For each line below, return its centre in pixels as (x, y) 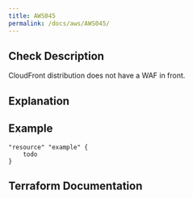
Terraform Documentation (76, 185)
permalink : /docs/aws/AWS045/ (59, 23)
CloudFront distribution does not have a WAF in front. (97, 76)
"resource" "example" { (48, 147)
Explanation (39, 101)
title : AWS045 (32, 16)
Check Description (57, 56)
